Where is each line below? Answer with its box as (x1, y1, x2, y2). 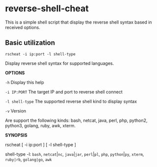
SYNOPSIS (5, 132, 28, 138)
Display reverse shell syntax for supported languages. (5, 60, 114, 66)
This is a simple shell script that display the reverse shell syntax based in (5, 19, 152, 25)
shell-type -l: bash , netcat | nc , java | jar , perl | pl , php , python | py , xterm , (5, 151, 144, 157)
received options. (5, 24, 41, 30)
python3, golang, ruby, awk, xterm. (5, 122, 76, 128)
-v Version (5, 108, 26, 113)
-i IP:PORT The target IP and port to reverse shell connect (5, 89, 123, 95)
